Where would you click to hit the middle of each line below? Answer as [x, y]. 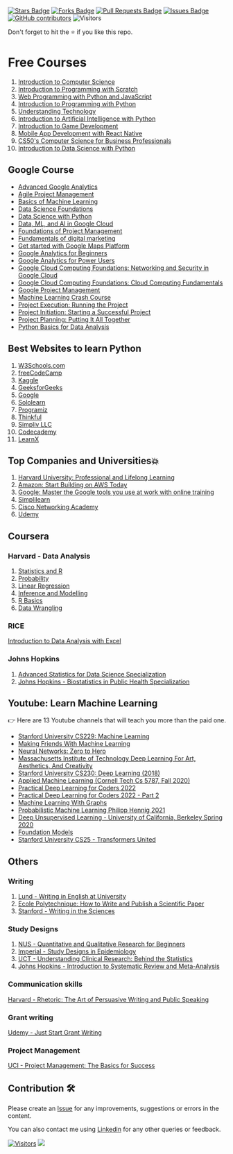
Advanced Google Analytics [58, 187]
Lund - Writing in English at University [72, 897]
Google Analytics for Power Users [66, 260]
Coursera [28, 536]
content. [20, 1116]
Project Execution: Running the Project [73, 305]
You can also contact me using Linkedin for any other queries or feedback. [114, 1129]
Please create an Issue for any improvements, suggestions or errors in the [113, 1109]
